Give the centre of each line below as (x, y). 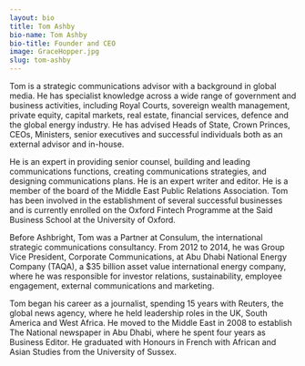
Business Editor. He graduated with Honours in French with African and (143, 342)
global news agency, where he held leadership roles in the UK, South (139, 313)
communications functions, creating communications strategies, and (138, 171)
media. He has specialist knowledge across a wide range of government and (153, 96)
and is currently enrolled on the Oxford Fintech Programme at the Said (141, 210)
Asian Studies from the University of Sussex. (93, 352)
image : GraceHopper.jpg (55, 52)
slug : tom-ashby (40, 60)
